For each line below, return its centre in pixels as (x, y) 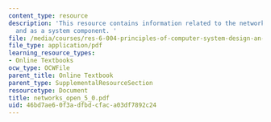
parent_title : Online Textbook (61, 75)
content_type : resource (48, 16)
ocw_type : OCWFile (39, 68)
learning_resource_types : (52, 53)
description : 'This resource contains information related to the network (137, 23)
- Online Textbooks (41, 61)
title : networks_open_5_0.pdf (59, 98)
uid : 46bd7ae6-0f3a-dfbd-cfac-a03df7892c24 (83, 105)
